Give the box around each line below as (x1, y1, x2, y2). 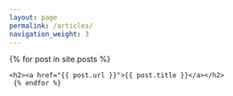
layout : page (9, 12, 58, 22)
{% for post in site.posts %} (9, 54, 111, 65)
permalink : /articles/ (9, 21, 93, 30)
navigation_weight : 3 (9, 29, 90, 38)
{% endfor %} (12, 79, 62, 88)
